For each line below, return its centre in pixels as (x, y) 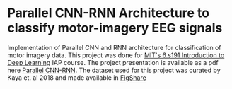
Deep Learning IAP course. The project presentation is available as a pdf (113, 62)
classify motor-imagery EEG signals (115, 28)
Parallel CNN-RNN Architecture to (109, 13)
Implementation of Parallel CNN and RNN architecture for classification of (114, 47)
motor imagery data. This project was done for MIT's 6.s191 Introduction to (116, 55)
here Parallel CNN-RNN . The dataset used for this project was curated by (114, 70)
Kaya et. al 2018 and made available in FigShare (77, 77)
